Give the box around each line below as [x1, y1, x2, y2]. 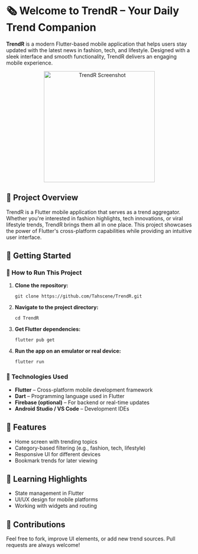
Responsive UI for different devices [14, 450, 101, 457]
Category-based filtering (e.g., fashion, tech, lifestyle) [14, 444, 146, 451]
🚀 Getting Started [6, 251, 72, 261]
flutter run [14, 359, 44, 365]
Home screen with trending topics [14, 438, 98, 445]
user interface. [6, 233, 42, 241]
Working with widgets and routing [14, 502, 98, 510]
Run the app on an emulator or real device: [14, 347, 121, 355]
